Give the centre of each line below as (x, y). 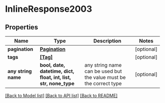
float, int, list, (55, 77)
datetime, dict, (57, 71)
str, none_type (57, 83)
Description (107, 41)
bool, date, (53, 65)
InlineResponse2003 (49, 9)
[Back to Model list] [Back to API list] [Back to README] (61, 96)
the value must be (105, 77)
